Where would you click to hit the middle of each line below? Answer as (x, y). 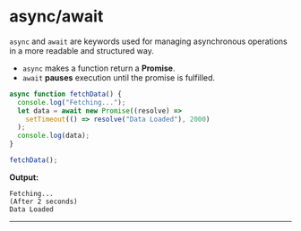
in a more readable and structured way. (82, 50)
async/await (56, 17)
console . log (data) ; (54, 136)
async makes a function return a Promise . (99, 68)
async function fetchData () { (66, 94)
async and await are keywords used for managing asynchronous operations (149, 41)
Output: (24, 177)
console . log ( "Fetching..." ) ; (72, 102)
